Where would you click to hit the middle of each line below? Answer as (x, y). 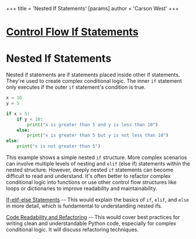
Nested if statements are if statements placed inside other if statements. (93, 75)
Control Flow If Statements (72, 32)
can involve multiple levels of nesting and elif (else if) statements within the (98, 164)
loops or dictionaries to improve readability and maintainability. (82, 188)
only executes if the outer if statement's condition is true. (76, 87)
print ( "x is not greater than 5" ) (59, 146)
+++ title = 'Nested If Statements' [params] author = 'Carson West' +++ (93, 8)
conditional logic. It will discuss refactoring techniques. (73, 229)
